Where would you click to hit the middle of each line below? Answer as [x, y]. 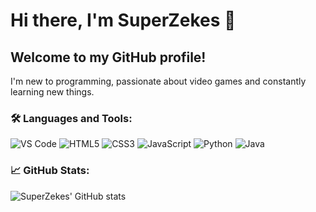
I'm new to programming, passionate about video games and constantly [158, 81]
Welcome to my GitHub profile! [108, 57]
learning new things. [52, 92]
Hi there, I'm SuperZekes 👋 [123, 20]
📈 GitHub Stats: [50, 171]
